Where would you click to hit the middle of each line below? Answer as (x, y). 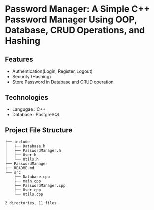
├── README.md (20, 168)
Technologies (27, 97)
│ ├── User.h (21, 155)
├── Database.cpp (32, 177)
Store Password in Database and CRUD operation (63, 82)
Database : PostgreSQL (36, 114)
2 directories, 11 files (31, 203)
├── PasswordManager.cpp (40, 185)
